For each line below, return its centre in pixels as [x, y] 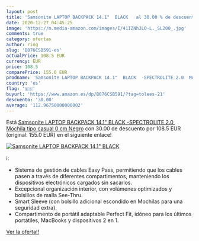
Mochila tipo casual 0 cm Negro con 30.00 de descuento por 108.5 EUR [94, 128]
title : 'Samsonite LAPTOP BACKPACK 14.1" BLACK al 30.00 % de [88, 17]
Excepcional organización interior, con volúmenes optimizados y [93, 189]
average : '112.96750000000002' [45, 105]
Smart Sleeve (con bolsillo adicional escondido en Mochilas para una [99, 201]
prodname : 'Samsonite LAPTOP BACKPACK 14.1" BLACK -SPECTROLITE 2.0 [95, 78]
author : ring [22, 45]
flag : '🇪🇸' [21, 89]
